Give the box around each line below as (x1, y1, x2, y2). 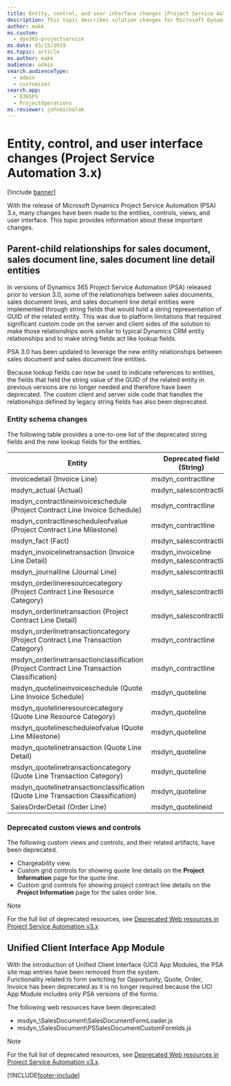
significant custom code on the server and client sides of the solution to (7, 320, 211, 328)
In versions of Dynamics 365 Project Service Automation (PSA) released (7, 283, 212, 291)
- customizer (13, 81, 51, 87)
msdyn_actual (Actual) (10, 485, 84, 494)
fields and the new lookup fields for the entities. (7, 437, 142, 446)
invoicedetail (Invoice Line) (10, 474, 98, 483)
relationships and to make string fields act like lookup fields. (7, 334, 177, 342)
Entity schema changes (7, 415, 88, 424)
